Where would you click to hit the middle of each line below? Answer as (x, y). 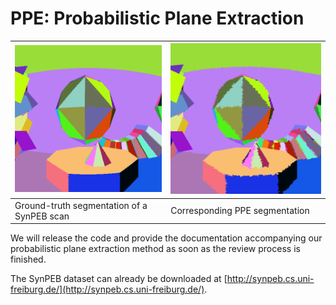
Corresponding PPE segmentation (240, 211)
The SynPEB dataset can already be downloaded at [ (119, 279)
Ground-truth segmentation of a (81, 205)
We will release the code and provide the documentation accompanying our (166, 238)
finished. (28, 259)
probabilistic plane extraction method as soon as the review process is (155, 249)
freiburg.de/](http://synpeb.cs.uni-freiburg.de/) (107, 289)
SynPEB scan (42, 216)
